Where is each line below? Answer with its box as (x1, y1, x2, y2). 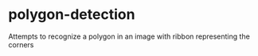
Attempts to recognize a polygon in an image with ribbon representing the (8, 32, 251, 41)
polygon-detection (8, 6, 135, 24)
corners (8, 39, 34, 49)
